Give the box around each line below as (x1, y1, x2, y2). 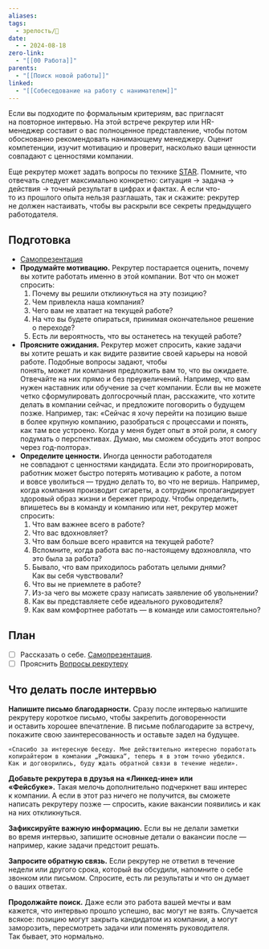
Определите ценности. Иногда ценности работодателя (19, 452, 213, 461)
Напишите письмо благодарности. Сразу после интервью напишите (8, 703, 248, 713)
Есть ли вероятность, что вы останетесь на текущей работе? (31, 332, 243, 341)
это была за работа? (31, 554, 103, 563)
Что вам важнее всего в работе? (31, 520, 145, 530)
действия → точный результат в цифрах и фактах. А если (8, 184, 205, 194)
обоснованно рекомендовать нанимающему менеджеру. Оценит (8, 134, 233, 144)
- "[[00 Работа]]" (15, 57, 78, 65)
